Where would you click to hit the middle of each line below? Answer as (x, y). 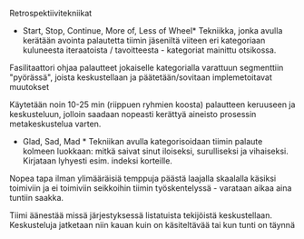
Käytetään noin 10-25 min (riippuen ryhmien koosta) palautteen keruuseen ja (152, 105)
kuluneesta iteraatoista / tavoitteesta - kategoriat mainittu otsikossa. (149, 50)
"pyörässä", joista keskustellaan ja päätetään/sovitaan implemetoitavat (141, 77)
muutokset (29, 87)
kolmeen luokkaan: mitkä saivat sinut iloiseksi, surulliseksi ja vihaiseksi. (155, 151)
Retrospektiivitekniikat (51, 13)
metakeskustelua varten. (55, 124)
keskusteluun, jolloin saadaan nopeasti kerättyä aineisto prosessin (133, 114)
